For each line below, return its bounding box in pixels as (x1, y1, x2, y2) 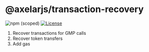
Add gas (12, 40, 30, 46)
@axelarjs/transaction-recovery (5, 4, 144, 15)
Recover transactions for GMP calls (12, 30, 86, 36)
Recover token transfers (12, 35, 63, 41)
